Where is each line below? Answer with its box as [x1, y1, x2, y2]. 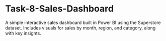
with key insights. [5, 30, 41, 36]
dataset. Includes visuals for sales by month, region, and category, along [5, 24, 156, 30]
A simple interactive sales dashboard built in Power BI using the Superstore [5, 19, 161, 25]
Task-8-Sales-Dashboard [5, 3, 114, 14]
